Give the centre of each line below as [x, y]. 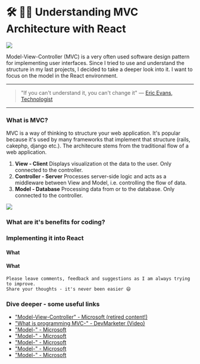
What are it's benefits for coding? [56, 222]
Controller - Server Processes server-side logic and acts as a [90, 177]
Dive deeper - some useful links [53, 304]
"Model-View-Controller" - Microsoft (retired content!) [81, 317]
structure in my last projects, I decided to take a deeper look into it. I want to [99, 69]
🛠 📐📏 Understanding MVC [72, 12]
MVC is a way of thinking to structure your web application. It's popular [93, 133]
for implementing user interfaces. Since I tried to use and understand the [95, 63]
